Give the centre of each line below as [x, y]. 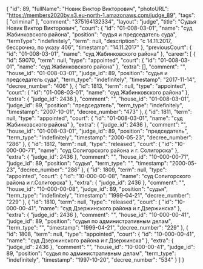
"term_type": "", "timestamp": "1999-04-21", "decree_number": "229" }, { [98, 227]
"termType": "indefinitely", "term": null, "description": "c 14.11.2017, [89, 41]
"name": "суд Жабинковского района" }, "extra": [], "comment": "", [101, 67]
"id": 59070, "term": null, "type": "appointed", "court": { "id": [82, 60]
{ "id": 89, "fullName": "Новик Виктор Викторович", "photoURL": [88, 9]
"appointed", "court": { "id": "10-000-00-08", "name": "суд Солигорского [98, 176]
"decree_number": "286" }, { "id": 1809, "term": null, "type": [92, 170]
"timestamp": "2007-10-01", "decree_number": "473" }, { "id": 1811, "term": [99, 112]
